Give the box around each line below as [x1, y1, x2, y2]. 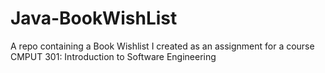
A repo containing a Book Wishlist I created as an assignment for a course [10, 40, 315, 52]
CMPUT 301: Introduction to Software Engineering [10, 50, 217, 62]
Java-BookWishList [10, 7, 178, 30]
